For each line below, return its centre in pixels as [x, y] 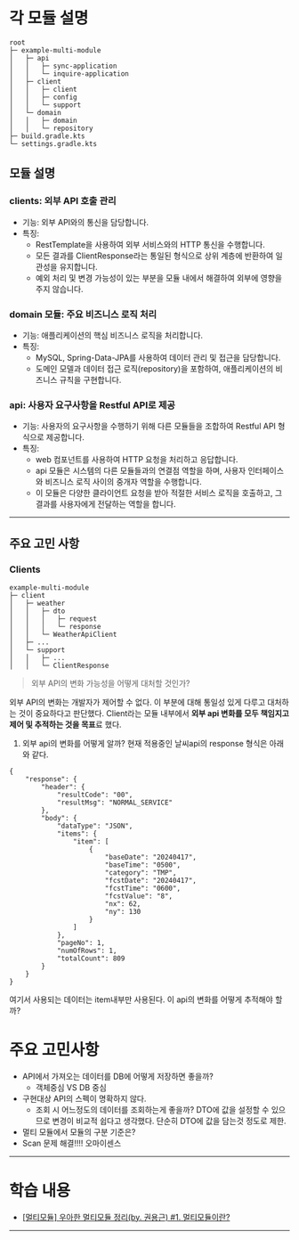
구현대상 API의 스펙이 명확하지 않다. [84, 1098]
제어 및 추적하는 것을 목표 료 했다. [65, 724]
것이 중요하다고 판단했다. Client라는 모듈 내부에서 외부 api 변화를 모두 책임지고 [154, 713]
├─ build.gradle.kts [48, 136]
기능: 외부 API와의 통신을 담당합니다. [85, 222]
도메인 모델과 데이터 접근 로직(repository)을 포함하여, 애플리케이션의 [154, 368]
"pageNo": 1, [81, 942]
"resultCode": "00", [95, 795]
